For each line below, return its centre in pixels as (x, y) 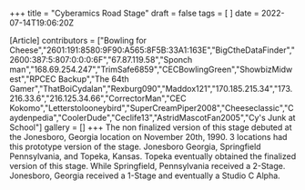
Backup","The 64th (93, 79)
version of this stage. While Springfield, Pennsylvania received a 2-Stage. (147, 166)
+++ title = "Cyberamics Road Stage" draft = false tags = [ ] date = (134, 13)
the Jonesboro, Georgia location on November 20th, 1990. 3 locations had (148, 137)
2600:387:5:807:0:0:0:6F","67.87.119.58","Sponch (101, 60)
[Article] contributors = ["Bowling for (78, 40)
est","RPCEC (33, 79)
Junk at (281, 118)
